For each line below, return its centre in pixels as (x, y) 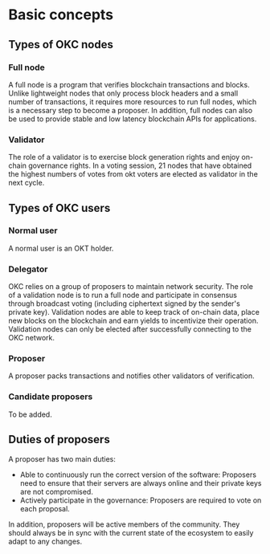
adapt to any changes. (45, 541)
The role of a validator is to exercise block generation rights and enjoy (124, 157)
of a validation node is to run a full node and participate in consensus (123, 295)
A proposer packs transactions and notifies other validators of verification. (131, 376)
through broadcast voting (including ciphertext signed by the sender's (125, 303)
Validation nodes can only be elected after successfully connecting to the (130, 329)
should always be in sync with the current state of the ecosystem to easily (131, 532)
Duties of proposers (59, 440)
